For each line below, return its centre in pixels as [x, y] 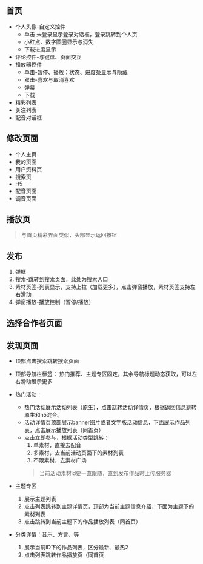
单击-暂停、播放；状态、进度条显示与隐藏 [76, 72]
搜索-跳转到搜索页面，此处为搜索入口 [62, 279]
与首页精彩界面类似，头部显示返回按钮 [69, 235]
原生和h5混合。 [43, 415]
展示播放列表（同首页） [75, 430]
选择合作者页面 [34, 323]
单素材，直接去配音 [57, 445]
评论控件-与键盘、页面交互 [48, 57]
